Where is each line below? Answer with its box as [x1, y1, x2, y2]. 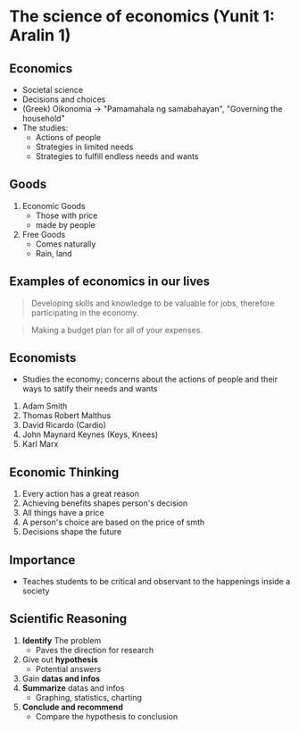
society [21, 585, 50, 596]
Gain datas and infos [21, 673, 101, 684]
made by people [35, 219, 96, 230]
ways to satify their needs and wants [21, 383, 158, 394]
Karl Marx [21, 439, 59, 450]
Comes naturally [35, 239, 96, 249]
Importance [9, 552, 76, 567]
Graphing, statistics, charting [35, 692, 143, 702]
